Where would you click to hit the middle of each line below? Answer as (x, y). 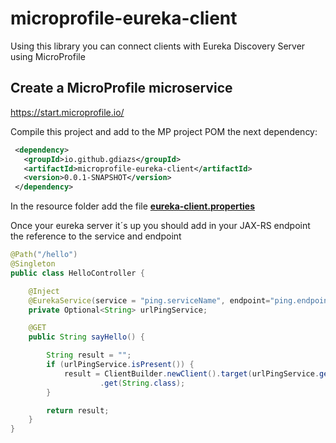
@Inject (44, 291)
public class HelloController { (77, 273)
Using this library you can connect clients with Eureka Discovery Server (158, 46)
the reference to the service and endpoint (96, 236)
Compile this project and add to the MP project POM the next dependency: (164, 131)
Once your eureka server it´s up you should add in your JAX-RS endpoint (160, 226)
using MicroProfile (48, 56)
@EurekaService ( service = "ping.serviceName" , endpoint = (149, 300)
